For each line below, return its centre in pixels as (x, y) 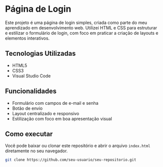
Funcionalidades (31, 91)
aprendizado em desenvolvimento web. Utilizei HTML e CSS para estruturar (81, 27)
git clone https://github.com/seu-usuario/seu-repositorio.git (71, 160)
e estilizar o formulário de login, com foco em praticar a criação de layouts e (82, 33)
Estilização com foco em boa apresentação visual (62, 119)
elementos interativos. (27, 38)
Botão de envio (27, 108)
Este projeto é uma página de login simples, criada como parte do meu (76, 23)
